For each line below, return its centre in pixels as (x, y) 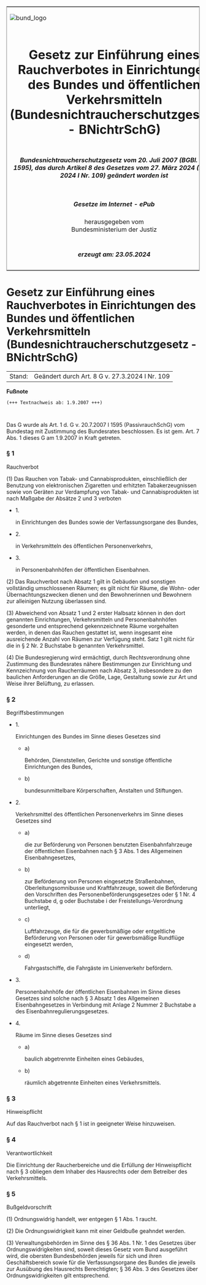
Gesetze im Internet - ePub (114, 204)
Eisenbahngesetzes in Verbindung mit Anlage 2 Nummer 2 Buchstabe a (105, 1005)
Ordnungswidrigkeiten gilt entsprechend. (58, 1275)
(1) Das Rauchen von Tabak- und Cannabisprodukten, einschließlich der (97, 478)
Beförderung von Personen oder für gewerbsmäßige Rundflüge (104, 938)
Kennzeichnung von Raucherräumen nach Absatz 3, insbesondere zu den (99, 670)
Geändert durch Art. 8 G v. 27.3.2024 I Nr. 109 (102, 376)
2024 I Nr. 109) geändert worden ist (114, 175)
